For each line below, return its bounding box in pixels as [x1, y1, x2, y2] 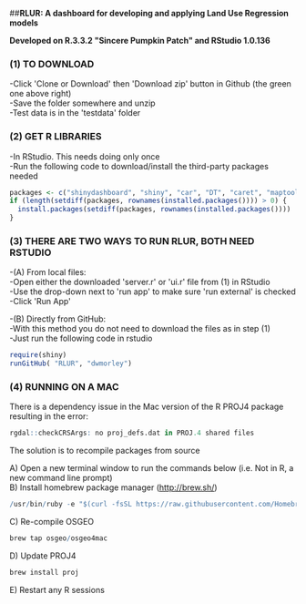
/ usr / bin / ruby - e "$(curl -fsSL [9, 500, 132, 509]
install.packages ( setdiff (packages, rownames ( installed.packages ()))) [17, 205, 291, 214]
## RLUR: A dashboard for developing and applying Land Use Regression [9, 8, 290, 18]
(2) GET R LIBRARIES [9, 130, 102, 143]
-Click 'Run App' [9, 296, 71, 307]
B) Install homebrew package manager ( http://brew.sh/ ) [9, 482, 218, 493]
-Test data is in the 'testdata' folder [9, 107, 141, 118]
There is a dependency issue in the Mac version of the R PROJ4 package [9, 401, 284, 413]
